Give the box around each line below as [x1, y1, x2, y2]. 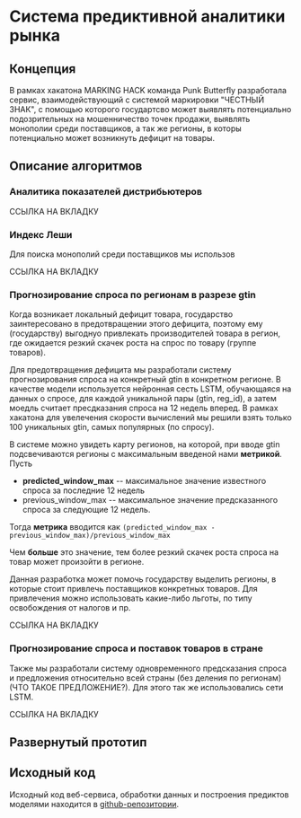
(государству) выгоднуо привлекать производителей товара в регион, [9, 328, 281, 339]
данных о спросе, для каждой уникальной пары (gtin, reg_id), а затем [9, 393, 277, 404]
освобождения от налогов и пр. [9, 603, 131, 613]
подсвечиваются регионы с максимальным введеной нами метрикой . [9, 449, 283, 460]
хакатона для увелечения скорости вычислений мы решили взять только [9, 412, 292, 423]
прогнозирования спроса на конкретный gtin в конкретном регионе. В [9, 374, 281, 385]
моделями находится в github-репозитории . [9, 798, 180, 809]
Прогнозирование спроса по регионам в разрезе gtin [9, 288, 256, 301]
